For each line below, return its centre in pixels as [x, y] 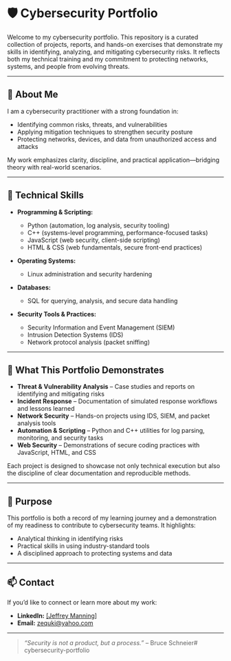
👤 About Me [33, 95]
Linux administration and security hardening [90, 274]
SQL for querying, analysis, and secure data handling [102, 301]
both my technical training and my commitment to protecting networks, [108, 59]
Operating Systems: [46, 261]
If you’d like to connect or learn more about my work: [82, 602]
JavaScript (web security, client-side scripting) [93, 240]
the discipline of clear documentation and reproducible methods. [99, 474]
